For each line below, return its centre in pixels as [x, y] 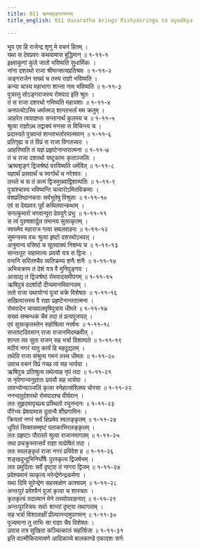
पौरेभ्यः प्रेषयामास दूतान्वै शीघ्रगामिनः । [47, 411]
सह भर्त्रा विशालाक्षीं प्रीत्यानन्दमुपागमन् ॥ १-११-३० [62, 514]
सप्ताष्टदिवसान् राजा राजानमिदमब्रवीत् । [51, 332]
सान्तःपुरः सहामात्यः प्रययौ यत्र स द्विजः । [50, 253]
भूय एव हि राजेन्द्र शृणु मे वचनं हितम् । [48, 47]
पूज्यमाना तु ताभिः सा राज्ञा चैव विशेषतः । [51, 522]
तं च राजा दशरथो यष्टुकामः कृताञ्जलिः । [52, 158]
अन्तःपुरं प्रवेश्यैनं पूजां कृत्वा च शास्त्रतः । [51, 491]
